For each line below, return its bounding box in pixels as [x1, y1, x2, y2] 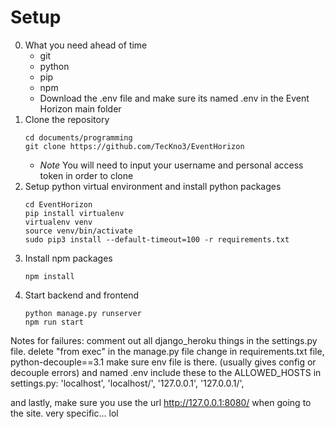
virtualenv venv [24, 217, 93, 227]
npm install [24, 271, 75, 281]
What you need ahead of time [24, 39, 148, 51]
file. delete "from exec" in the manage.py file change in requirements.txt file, [10, 345, 325, 357]
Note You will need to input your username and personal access [39, 159, 304, 171]
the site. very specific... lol [10, 407, 119, 419]
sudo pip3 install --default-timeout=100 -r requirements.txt [24, 234, 290, 245]
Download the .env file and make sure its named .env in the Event [39, 92, 310, 104]
